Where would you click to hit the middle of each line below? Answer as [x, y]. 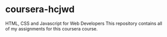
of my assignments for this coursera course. [52, 28]
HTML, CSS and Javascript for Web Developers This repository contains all [84, 23]
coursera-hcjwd [40, 9]
